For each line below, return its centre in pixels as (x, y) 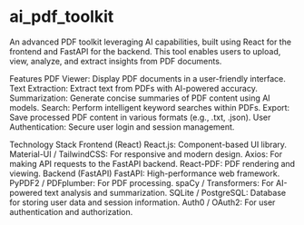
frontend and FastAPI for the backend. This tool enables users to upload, (145, 51)
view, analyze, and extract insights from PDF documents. (116, 61)
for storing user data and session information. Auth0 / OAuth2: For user (142, 202)
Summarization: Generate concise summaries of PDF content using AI (140, 98)
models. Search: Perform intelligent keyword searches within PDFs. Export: (150, 107)
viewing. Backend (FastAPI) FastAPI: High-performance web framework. (145, 173)
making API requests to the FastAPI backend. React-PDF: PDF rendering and (152, 163)
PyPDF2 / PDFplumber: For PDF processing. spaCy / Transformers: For (142, 182)
